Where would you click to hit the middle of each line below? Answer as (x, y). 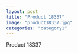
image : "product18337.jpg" (39, 22)
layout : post (22, 11)
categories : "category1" (37, 28)
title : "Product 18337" (35, 17)
